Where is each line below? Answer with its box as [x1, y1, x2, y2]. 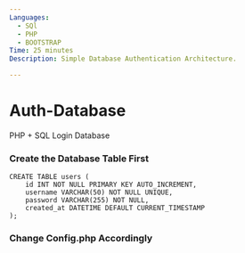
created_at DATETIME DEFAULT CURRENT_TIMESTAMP [25, 204, 205, 213]
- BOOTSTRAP [17, 37, 62, 47]
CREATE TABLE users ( [9, 173, 90, 182]
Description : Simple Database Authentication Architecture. [9, 54, 238, 63]
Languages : [9, 12, 50, 22]
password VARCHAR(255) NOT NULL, [25, 196, 150, 205]
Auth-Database [9, 101, 127, 121]
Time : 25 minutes [9, 46, 74, 55]
